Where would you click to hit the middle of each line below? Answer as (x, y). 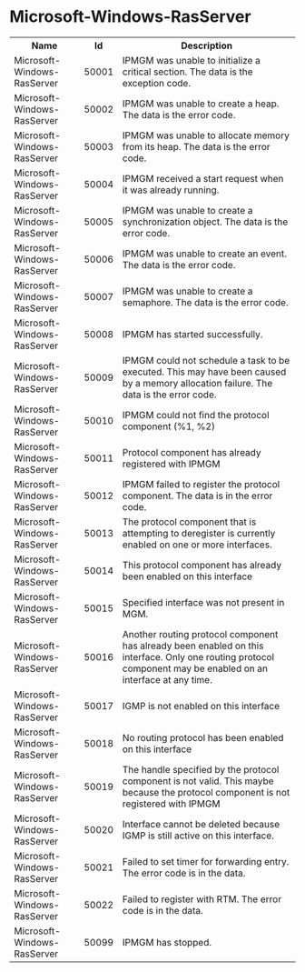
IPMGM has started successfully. (192, 334)
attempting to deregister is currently (199, 533)
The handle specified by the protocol (201, 769)
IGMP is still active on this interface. (198, 836)
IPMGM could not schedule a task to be (206, 360)
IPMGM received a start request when (203, 178)
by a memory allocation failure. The (197, 383)
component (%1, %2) (169, 426)
